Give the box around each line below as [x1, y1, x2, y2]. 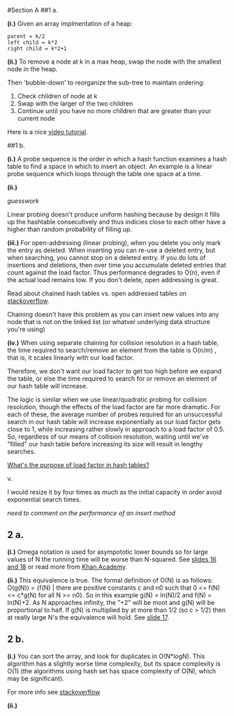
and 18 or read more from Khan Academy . [7, 562, 128, 571]
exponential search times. [7, 495, 82, 504]
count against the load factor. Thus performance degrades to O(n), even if [7, 268, 221, 277]
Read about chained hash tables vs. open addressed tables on [7, 289, 187, 298]
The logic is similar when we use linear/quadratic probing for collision [7, 395, 207, 404]
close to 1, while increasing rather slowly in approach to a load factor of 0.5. [7, 425, 225, 433]
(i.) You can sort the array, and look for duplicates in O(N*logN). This [7, 652, 205, 660]
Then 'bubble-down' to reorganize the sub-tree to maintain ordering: [7, 78, 205, 87]
